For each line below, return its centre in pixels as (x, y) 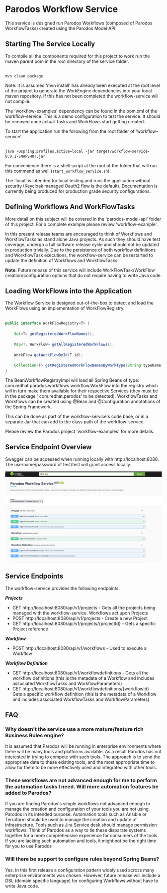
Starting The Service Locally (50, 44)
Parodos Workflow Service (62, 9)
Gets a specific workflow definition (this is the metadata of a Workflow (84, 694)
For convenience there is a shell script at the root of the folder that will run (81, 165)
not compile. (18, 101)
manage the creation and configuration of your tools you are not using (77, 809)
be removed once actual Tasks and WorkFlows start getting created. (75, 121)
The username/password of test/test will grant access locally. (68, 464)
